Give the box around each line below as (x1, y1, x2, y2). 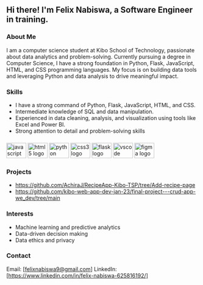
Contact (6, 252, 31, 260)
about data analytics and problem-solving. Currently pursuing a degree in (6, 53, 191, 60)
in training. (6, 15, 49, 25)
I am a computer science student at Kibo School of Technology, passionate (6, 46, 195, 54)
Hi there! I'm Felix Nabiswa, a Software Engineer (6, 5, 193, 15)
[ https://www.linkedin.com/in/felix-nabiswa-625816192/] (6, 272, 148, 279)
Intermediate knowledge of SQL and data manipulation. (15, 108, 154, 115)
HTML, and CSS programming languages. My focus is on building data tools (6, 66, 197, 73)
